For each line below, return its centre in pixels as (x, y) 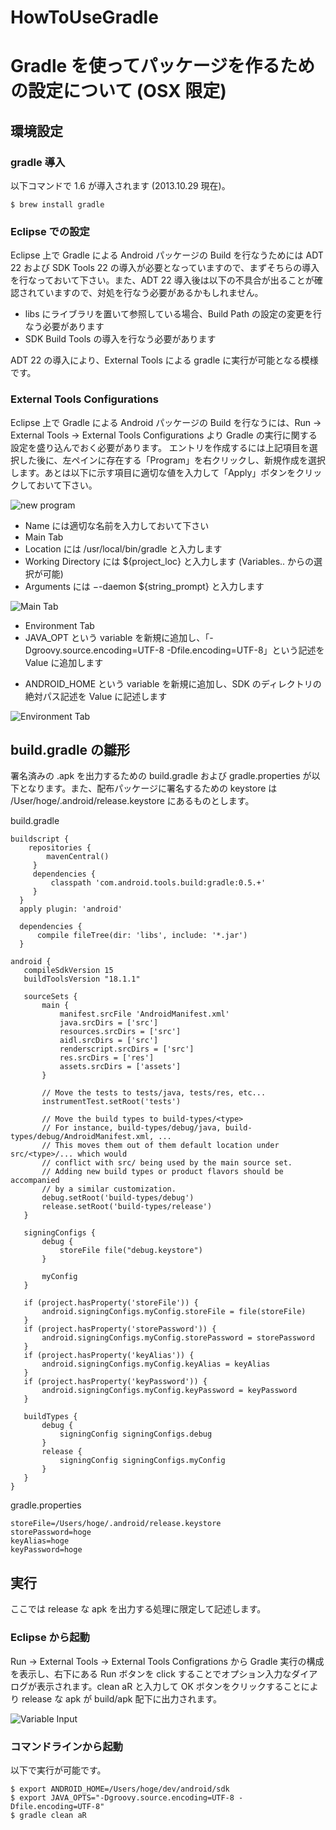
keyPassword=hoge (46, 1550)
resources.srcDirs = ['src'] (120, 1032)
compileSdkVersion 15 (68, 971)
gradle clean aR (53, 1815)
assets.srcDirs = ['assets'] (120, 1067)
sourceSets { (50, 997)
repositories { (60, 848)
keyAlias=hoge (40, 1541)
